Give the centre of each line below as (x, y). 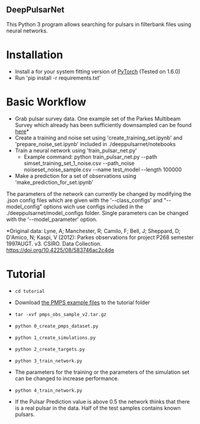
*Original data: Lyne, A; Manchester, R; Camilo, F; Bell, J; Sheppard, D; (93, 231)
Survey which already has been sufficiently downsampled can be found (103, 125)
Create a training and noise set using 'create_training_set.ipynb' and (99, 138)
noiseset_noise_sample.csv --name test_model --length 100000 (103, 169)
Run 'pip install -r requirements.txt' (58, 78)
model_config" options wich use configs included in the (75, 207)
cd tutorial (30, 291)
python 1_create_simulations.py (55, 338)
